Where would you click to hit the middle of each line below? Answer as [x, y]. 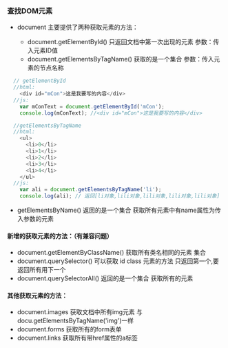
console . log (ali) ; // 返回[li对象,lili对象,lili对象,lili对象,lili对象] [120, 196]
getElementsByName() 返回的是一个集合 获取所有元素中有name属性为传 [119, 210]
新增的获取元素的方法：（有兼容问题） [60, 235]
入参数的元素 [35, 219]
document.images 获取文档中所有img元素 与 [80, 312]
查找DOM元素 [30, 10]
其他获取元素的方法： [37, 296]
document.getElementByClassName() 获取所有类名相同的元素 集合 [112, 253]
